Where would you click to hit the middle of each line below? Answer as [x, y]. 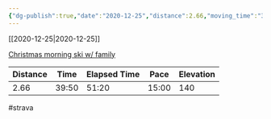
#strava [21, 107]
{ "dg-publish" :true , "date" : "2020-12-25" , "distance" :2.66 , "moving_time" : [133, 16]
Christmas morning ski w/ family [62, 54]
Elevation [197, 74]
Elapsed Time [113, 74]
